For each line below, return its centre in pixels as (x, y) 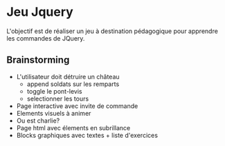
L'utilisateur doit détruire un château (68, 76)
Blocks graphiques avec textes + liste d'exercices (87, 135)
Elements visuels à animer (54, 113)
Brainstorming (38, 60)
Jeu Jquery (40, 12)
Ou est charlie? (38, 121)
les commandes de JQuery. (46, 38)
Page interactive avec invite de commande (77, 106)
